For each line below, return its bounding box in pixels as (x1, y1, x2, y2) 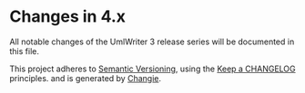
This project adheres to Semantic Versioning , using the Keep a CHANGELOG (9, 63, 296, 74)
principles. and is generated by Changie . (9, 72, 162, 83)
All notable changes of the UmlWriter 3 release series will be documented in (9, 36, 295, 47)
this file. (9, 45, 39, 56)
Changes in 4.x (9, 6, 126, 27)
